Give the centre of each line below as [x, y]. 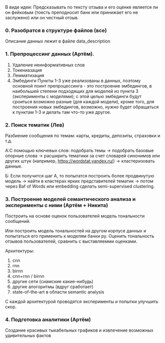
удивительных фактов [28, 336]
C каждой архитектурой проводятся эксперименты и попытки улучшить [82, 301]
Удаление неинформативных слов [48, 65]
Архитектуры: [20, 251]
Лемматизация [28, 75]
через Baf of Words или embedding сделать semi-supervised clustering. [80, 186]
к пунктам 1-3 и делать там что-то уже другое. [62, 112]
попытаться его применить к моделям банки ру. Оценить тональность [80, 236]
